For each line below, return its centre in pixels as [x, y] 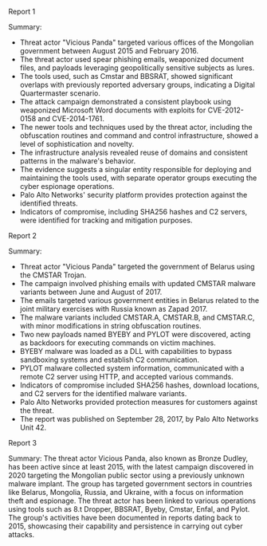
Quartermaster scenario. [60, 93]
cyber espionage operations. [67, 186]
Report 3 [23, 443]
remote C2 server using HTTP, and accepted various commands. [126, 377]
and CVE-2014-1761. [71, 118]
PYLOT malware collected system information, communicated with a [132, 368]
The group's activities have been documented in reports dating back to [125, 518]
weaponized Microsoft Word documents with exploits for [113, 110]
